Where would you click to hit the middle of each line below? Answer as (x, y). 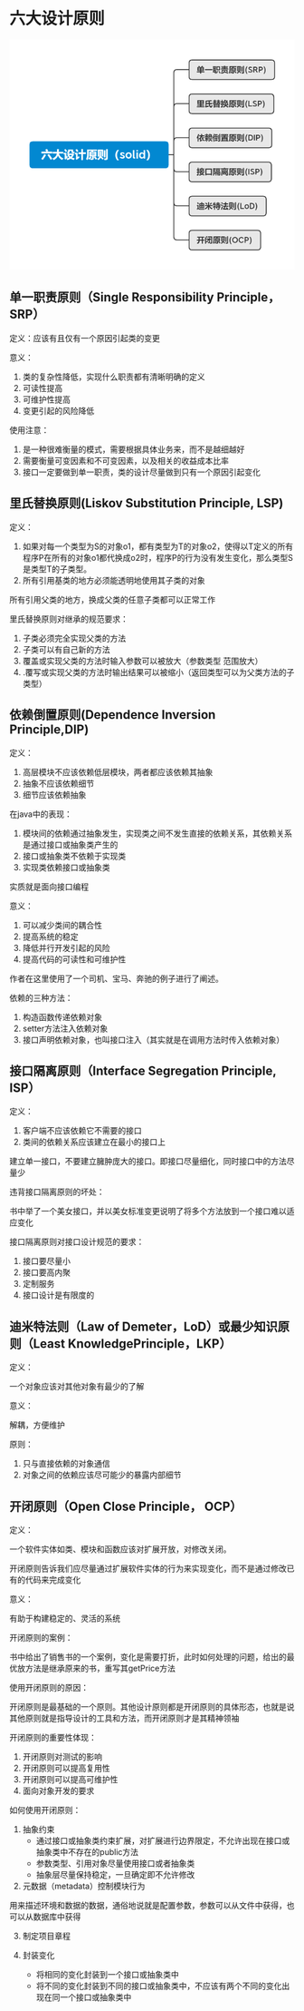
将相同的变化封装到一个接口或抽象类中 (107, 1974)
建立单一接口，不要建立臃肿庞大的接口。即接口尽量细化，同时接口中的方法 (148, 1162)
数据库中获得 (57, 1917)
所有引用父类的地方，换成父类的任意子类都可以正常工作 (112, 599)
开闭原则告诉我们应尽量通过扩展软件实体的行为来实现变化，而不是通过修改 (148, 1568)
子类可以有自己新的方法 (66, 649)
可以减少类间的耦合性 (62, 925)
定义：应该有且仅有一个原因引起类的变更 (85, 338)
